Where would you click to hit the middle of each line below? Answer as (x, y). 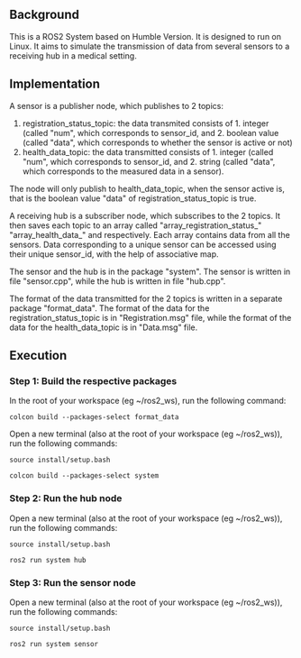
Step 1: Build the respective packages (93, 380)
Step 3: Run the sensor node (73, 582)
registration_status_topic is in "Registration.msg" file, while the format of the (150, 317)
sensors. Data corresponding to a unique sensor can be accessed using (143, 244)
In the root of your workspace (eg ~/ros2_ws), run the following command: (148, 401)
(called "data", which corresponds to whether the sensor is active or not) (157, 142)
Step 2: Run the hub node (66, 498)
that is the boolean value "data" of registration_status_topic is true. (133, 198)
